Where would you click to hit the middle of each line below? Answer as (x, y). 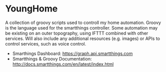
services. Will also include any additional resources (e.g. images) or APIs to (82, 38)
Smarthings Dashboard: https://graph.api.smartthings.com (72, 53)
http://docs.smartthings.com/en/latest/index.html (63, 64)
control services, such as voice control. (46, 43)
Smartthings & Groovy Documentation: (52, 58)
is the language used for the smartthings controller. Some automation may (81, 27)
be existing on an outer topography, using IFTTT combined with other (77, 33)
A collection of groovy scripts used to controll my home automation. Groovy (83, 22)
